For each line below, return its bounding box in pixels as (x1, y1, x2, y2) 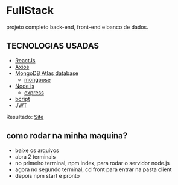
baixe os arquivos (14, 147, 59, 154)
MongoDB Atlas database (14, 70, 78, 77)
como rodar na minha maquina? (6, 130, 128, 141)
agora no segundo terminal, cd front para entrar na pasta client (14, 166, 172, 173)
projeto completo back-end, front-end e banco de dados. (6, 23, 149, 31)
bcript (14, 95, 30, 102)
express (24, 88, 44, 96)
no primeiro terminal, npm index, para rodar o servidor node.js (14, 159, 170, 166)
